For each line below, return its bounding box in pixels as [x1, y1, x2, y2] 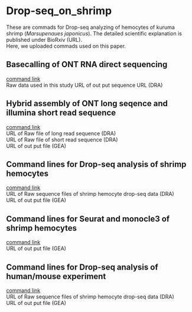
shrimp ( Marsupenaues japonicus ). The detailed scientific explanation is [6, 29, 182, 37]
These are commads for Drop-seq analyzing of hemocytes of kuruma [6, 24, 175, 31]
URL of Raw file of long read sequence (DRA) [6, 130, 116, 137]
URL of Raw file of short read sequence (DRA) [6, 136, 118, 143]
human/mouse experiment [6, 271, 106, 281]
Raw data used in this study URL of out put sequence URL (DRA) [6, 81, 163, 88]
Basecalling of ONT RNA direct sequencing [6, 60, 168, 70]
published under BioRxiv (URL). [6, 36, 83, 43]
